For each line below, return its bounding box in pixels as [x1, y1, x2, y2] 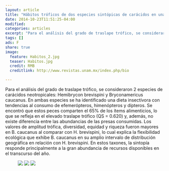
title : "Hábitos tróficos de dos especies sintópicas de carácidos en [5, 12, 156, 17]
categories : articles [5, 26, 51, 31]
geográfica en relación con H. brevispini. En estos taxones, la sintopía [5, 140, 150, 146]
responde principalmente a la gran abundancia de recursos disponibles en [5, 145, 159, 151]
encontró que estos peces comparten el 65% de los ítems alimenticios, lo [5, 108, 157, 114]
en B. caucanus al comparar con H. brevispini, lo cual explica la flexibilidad [5, 129, 160, 135]
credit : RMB [10, 63, 35, 68]
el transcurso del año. [5, 150, 50, 156]
